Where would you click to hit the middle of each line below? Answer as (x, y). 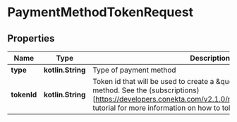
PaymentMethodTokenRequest (101, 12)
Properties (31, 38)
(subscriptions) (174, 90)
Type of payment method (134, 70)
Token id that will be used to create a (153, 81)
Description (210, 58)
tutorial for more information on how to (157, 108)
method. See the (120, 90)
